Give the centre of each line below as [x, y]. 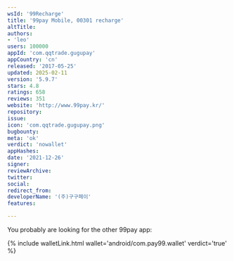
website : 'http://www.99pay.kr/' [56, 106]
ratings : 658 [26, 92]
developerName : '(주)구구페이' [49, 197]
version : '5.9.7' [33, 79]
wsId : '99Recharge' [36, 14]
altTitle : [22, 27]
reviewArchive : [30, 171]
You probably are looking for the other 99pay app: [80, 230]
